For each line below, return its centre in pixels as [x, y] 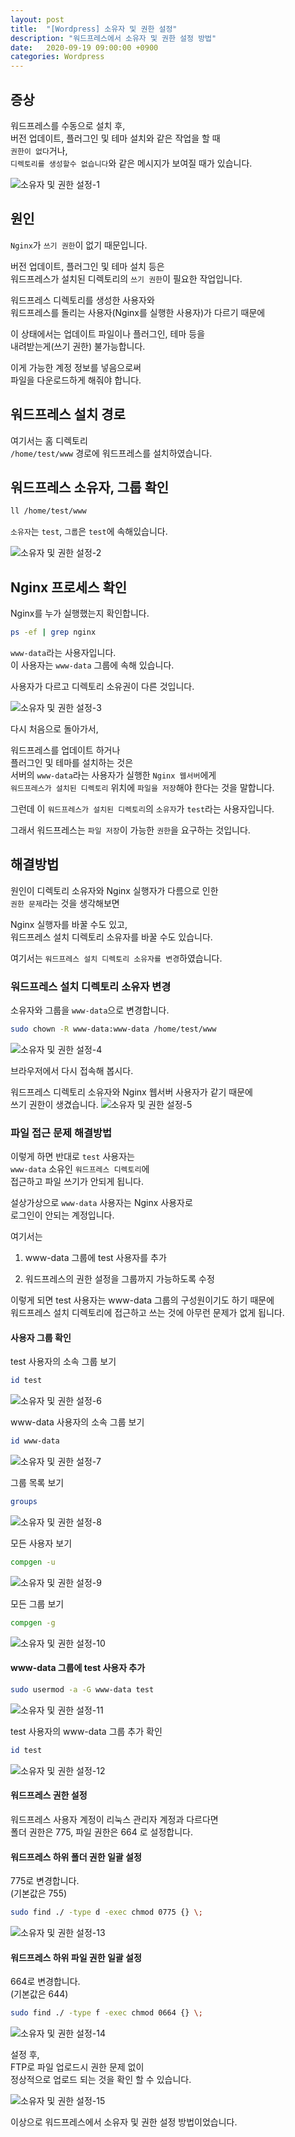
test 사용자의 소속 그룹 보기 [63, 1362]
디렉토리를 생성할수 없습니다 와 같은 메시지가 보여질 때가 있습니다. [131, 163]
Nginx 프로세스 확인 [69, 587]
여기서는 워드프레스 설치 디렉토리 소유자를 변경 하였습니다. [116, 958]
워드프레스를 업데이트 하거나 [65, 750]
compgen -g [33, 1622]
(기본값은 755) [39, 1893]
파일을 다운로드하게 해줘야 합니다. [76, 380]
